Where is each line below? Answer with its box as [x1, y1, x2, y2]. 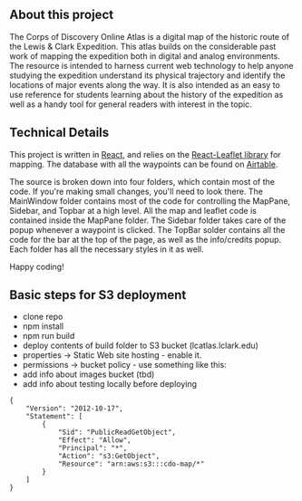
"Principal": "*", [57, 444, 128, 453]
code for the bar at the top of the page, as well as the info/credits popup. [9, 234, 282, 245]
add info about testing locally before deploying [22, 379, 198, 390]
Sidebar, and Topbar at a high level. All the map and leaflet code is [9, 205, 257, 216]
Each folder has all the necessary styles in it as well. [9, 244, 204, 255]
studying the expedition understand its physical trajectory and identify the [9, 70, 286, 81]
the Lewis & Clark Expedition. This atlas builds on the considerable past [9, 41, 277, 52]
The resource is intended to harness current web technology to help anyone [9, 60, 294, 71]
